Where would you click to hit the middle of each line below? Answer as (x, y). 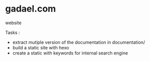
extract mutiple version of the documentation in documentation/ (79, 42)
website (13, 23)
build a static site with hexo (41, 47)
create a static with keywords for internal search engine (70, 53)
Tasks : (13, 32)
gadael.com (31, 9)
